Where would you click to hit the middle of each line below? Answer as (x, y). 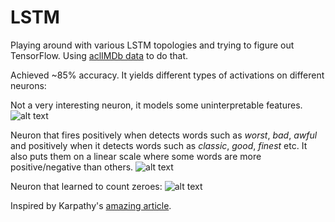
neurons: (28, 85)
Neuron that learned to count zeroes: (86, 186)
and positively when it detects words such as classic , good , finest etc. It (159, 145)
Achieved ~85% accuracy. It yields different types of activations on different (167, 75)
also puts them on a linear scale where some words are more (136, 156)
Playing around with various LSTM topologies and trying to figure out (152, 45)
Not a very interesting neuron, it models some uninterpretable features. (156, 105)
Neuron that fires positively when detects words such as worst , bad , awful (164, 135)
